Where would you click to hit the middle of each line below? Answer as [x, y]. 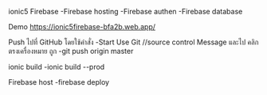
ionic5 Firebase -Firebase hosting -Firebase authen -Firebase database [126, 11]
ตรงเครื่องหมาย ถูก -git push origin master [71, 51]
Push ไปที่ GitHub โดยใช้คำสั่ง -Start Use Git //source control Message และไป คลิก [133, 42]
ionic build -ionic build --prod [57, 67]
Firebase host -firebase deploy [59, 82]
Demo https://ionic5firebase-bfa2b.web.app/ [82, 27]
